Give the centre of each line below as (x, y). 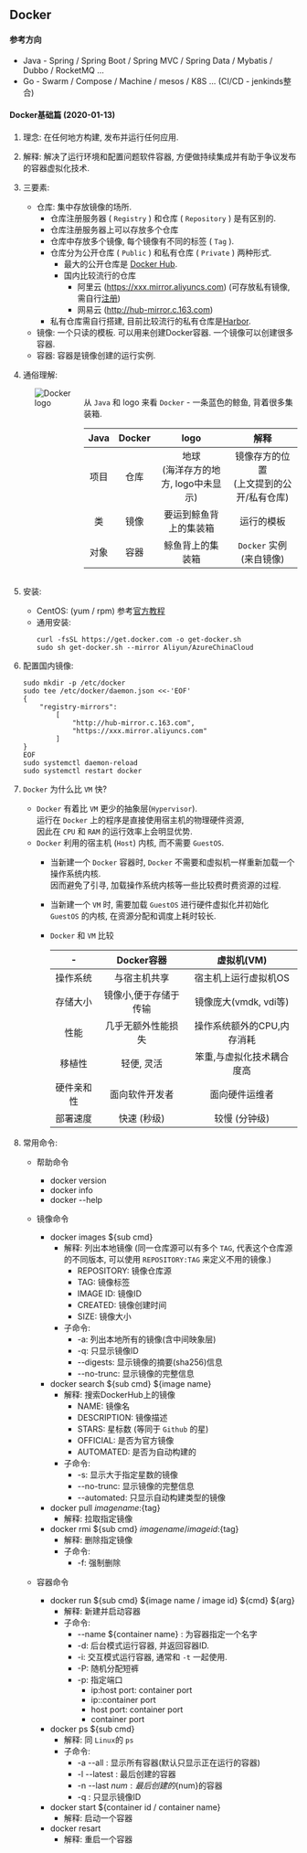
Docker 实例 (263, 545)
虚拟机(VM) (242, 960)
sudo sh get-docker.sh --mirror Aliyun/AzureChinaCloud (145, 647)
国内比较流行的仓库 (100, 275)
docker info (71, 1190)
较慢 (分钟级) (242, 1118)
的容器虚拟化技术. (56, 167)
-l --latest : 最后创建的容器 (127, 1773)
